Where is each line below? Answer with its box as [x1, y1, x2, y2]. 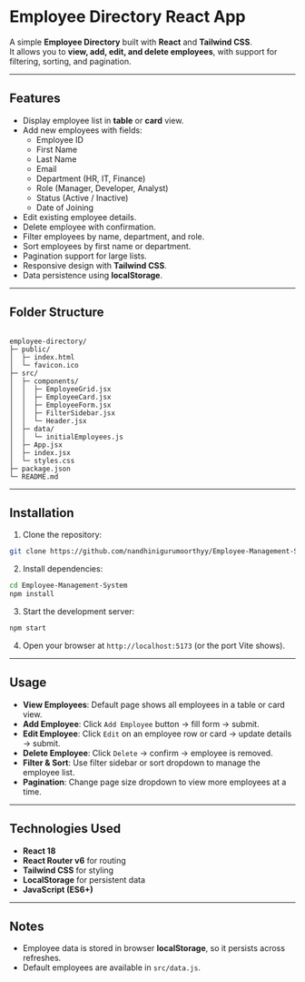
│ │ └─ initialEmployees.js [9, 432, 124, 441]
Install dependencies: [22, 563, 103, 574]
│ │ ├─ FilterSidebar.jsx [9, 408, 116, 418]
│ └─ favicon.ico [9, 360, 79, 370]
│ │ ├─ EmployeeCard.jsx [9, 392, 112, 401]
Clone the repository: [22, 530, 103, 541]
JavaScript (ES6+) [22, 884, 93, 895]
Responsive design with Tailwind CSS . [22, 259, 168, 270]
